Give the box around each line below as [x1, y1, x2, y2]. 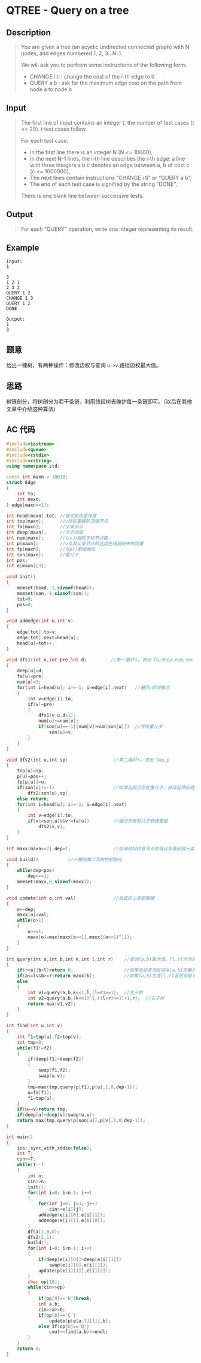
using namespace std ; [6, 463, 60, 470]
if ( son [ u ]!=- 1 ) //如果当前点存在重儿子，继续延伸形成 [17, 784, 194, 790]
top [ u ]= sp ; [17, 768, 44, 774]
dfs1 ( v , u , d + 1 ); [38, 712, 77, 718]
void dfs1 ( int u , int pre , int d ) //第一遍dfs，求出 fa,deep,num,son [6, 657, 194, 663]
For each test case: [20, 137, 69, 144]
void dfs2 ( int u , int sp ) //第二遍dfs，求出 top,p [6, 757, 170, 763]
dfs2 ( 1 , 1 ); [28, 1234, 55, 1240]
